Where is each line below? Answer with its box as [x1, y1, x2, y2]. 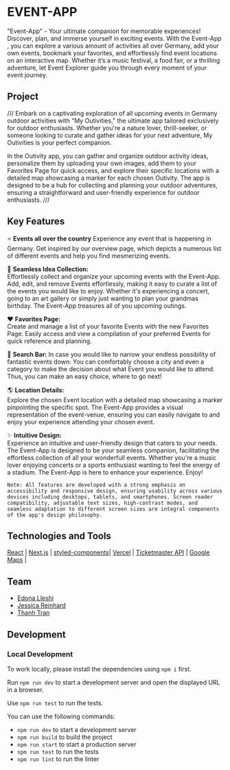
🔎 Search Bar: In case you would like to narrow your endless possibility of [7, 350, 216, 358]
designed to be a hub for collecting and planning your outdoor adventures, [7, 180, 218, 189]
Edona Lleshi [16, 594, 54, 603]
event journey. [7, 70, 48, 79]
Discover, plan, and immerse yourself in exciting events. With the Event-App [7, 34, 222, 42]
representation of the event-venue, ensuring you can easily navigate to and [7, 410, 220, 419]
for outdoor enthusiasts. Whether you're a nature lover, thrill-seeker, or [7, 123, 207, 132]
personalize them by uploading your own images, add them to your [7, 159, 197, 167]
